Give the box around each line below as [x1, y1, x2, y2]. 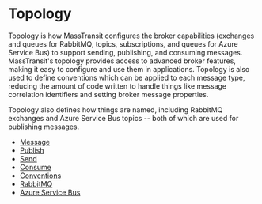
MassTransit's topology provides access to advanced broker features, [8, 56, 236, 66]
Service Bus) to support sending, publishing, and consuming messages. [8, 47, 243, 57]
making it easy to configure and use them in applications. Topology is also [8, 64, 250, 74]
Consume [19, 162, 51, 172]
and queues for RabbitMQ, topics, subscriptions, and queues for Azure [8, 39, 239, 48]
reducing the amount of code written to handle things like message [8, 81, 227, 91]
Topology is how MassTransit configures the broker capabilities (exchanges [8, 31, 255, 40]
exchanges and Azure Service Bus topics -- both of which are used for [8, 113, 239, 123]
